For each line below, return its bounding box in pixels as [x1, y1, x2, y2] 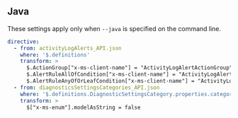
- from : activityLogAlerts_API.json [13, 45, 122, 52]
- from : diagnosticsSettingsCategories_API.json [13, 84, 160, 91]
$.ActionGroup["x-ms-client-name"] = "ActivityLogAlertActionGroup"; [25, 64, 236, 71]
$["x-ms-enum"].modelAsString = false [25, 104, 141, 111]
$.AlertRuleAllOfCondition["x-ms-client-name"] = [25, 71, 176, 78]
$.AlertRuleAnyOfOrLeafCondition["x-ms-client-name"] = [25, 78, 195, 85]
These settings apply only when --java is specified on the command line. [7, 24, 222, 33]
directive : [7, 38, 40, 45]
